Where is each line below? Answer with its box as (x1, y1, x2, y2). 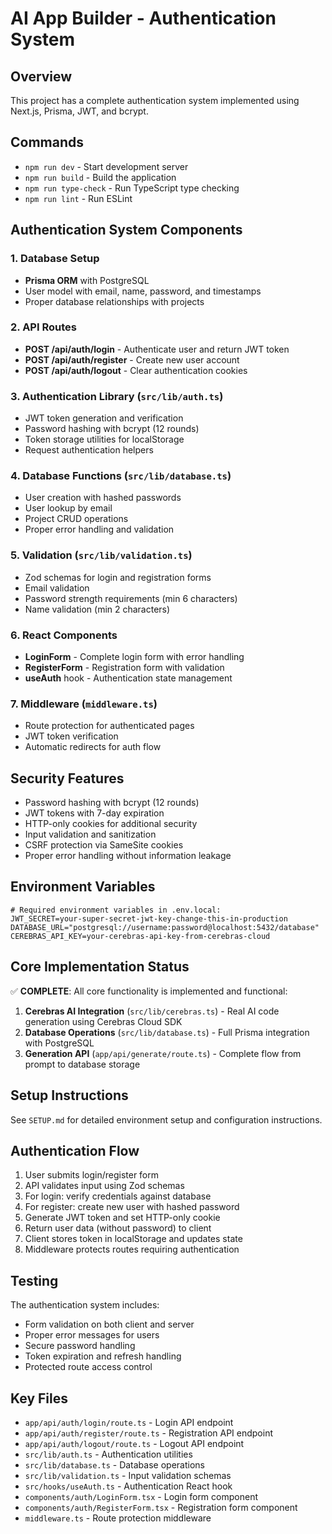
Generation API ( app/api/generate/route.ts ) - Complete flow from (24, 1047, 302, 1059)
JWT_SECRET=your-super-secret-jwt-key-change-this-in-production (10, 913, 288, 924)
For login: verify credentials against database (24, 1190, 212, 1202)
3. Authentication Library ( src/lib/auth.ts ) (10, 389, 224, 403)
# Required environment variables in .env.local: (10, 905, 222, 915)
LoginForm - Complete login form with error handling (24, 650, 245, 662)
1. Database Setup (10, 252, 100, 266)
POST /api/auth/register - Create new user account (24, 353, 240, 366)
